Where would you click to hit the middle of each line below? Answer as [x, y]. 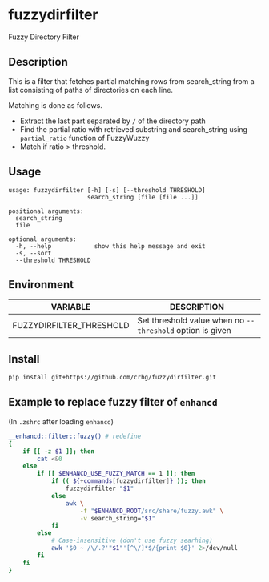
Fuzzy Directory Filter [44, 37]
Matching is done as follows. [55, 105]
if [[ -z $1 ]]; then [58, 451]
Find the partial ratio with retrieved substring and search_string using [134, 129]
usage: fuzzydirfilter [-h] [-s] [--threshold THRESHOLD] [107, 190]
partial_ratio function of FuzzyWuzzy [84, 138]
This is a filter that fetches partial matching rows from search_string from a [131, 81]
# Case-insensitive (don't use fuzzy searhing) [132, 541]
